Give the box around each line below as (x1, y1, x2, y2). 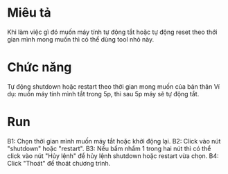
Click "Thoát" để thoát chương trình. (7, 159, 111, 167)
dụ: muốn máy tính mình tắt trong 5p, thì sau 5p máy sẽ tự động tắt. (7, 89, 200, 98)
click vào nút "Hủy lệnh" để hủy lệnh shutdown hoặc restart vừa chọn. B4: (7, 151, 220, 160)
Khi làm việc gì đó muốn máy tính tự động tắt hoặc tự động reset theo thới (7, 28, 218, 36)
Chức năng (7, 60, 72, 76)
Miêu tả (7, 5, 52, 21)
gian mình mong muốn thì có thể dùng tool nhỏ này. (7, 35, 155, 43)
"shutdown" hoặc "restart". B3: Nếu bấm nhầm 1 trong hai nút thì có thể (7, 144, 211, 153)
